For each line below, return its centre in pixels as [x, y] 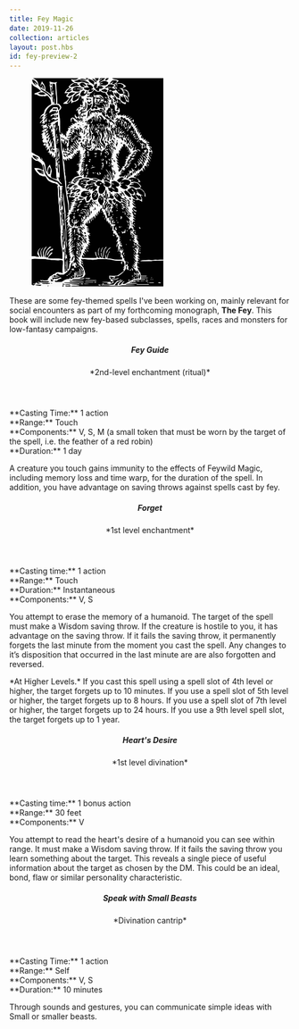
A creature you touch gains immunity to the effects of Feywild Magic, [136, 468]
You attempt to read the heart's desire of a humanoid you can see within [142, 840]
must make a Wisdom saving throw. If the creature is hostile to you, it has [144, 626]
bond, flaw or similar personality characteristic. [96, 878]
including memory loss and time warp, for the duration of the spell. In [136, 478]
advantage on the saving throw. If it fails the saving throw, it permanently [143, 636]
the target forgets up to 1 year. [65, 720]
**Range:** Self [39, 970]
